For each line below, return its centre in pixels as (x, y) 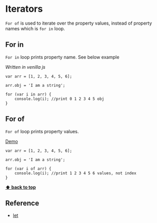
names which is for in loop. (35, 28)
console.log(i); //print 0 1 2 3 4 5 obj (59, 99)
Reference (22, 203)
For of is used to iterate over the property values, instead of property (79, 23)
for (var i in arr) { (28, 94)
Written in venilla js (25, 67)
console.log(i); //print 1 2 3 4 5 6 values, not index (76, 173)
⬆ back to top (21, 187)
